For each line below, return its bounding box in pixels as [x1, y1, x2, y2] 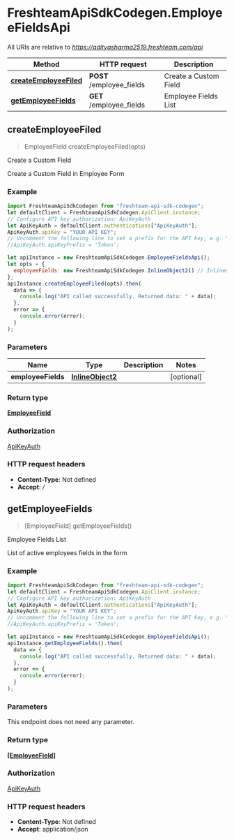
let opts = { [7, 260, 45, 268]
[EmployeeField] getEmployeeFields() [24, 522, 132, 530]
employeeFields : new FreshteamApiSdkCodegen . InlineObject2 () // [13, 267, 204, 274]
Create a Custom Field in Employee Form [7, 169, 125, 177]
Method [33, 59, 61, 69]
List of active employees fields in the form [7, 548, 127, 557]
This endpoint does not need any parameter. [7, 718, 134, 726]
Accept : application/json [17, 825, 88, 834]
